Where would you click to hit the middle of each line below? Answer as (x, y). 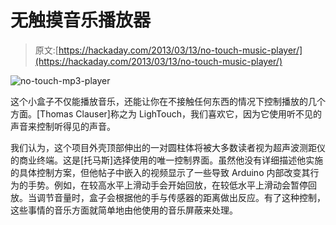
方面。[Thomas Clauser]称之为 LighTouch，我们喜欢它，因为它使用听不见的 (166, 113)
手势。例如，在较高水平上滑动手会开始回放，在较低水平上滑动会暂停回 (172, 185)
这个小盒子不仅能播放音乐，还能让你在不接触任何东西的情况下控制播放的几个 (168, 101)
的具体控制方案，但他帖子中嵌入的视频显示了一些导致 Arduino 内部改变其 (160, 172)
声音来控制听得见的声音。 (63, 126)
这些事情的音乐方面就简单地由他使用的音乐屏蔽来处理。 (124, 210)
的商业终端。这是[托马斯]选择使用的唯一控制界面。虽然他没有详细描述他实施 (167, 160)
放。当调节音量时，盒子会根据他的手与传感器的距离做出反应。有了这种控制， (168, 197)
